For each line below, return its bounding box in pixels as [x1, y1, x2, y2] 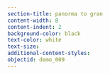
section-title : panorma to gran [7, 10, 103, 18]
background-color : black [7, 30, 81, 37]
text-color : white [7, 37, 62, 44]
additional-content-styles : [7, 50, 91, 57]
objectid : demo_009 [7, 56, 65, 63]
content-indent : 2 [7, 23, 62, 30]
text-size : [7, 43, 40, 50]
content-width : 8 [7, 17, 59, 24]
